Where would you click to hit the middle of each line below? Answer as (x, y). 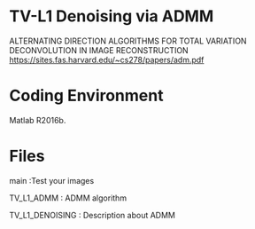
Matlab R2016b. (38, 120)
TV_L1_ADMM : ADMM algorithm (68, 198)
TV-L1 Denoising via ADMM (112, 16)
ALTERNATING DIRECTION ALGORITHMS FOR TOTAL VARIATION (128, 41)
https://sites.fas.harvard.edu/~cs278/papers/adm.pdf (107, 59)
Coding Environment (86, 96)
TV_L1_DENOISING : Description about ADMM (92, 215)
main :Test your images (52, 180)
